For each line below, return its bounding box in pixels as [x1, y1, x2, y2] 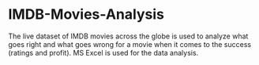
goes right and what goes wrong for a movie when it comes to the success [8, 39, 251, 49]
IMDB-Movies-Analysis [8, 5, 164, 23]
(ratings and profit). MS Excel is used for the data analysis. [8, 48, 199, 57]
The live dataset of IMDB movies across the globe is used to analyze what [8, 31, 249, 41]
